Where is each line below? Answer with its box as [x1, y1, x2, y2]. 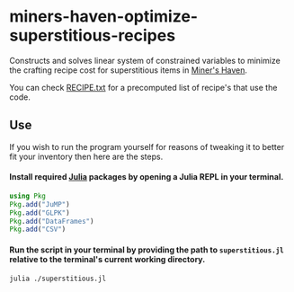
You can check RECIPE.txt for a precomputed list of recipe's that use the [9, 82, 278, 93]
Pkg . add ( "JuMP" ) [9, 199, 70, 208]
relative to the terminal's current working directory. [9, 253, 206, 264]
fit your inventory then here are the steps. [9, 151, 164, 162]
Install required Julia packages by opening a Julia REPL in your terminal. [9, 172, 284, 182]
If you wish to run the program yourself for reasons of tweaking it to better [9, 141, 285, 152]
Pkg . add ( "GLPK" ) [9, 208, 70, 217]
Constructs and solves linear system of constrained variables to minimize [9, 55, 281, 66]
